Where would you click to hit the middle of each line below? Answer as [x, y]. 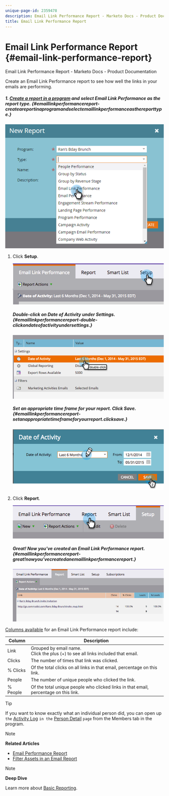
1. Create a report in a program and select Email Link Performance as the [83, 98]
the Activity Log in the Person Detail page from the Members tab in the [79, 719]
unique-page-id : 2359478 [31, 11]
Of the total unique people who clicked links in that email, [90, 687]
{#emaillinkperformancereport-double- [55, 320]
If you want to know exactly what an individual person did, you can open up [83, 713]
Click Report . [26, 498]
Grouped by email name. [56, 648]
